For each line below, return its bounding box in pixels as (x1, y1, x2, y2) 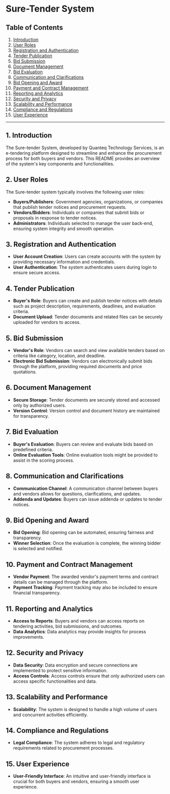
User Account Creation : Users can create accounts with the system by (13, 253, 161, 259)
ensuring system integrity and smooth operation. (13, 226, 115, 232)
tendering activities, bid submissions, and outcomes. (13, 623, 123, 629)
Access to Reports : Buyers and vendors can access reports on (13, 617, 145, 624)
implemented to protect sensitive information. (13, 667, 108, 673)
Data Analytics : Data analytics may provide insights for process (13, 628, 146, 635)
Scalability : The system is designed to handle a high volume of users (13, 706, 157, 712)
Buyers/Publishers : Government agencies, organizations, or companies (13, 198, 163, 205)
